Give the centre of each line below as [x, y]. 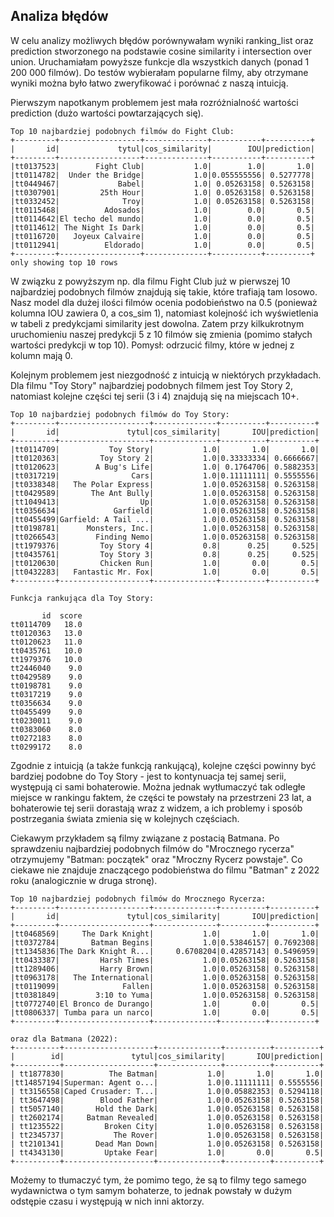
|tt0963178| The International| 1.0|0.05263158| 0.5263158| [165, 977]
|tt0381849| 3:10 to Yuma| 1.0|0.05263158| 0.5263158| [165, 995]
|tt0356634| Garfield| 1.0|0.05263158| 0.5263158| [165, 510]
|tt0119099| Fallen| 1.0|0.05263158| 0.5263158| [165, 986]
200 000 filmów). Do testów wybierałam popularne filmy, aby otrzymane [159, 72]
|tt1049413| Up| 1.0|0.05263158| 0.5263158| [165, 502]
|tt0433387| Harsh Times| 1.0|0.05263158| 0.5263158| [165, 960]
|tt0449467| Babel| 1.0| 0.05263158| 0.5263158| [162, 184]
